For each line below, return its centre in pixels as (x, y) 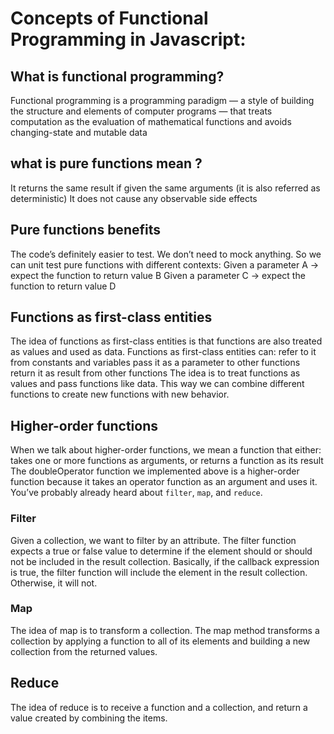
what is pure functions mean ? (106, 163)
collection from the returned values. (84, 651)
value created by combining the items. (89, 718)
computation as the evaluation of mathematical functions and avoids (151, 121)
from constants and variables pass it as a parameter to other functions (155, 363)
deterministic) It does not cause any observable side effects (134, 198)
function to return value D (63, 286)
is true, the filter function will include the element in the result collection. (159, 572)
